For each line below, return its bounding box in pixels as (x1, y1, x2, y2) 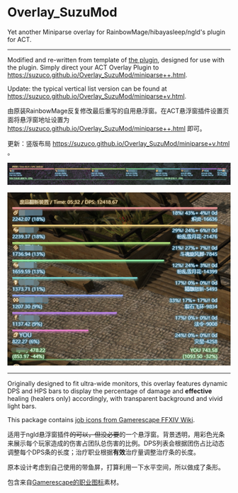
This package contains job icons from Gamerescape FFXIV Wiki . (7, 415, 195, 424)
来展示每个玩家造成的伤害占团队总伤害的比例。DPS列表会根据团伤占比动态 (7, 438, 225, 447)
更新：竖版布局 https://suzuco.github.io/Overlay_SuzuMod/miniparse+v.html (7, 139, 230, 147)
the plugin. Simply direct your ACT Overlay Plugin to (7, 63, 159, 72)
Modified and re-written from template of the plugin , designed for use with (7, 55, 225, 64)
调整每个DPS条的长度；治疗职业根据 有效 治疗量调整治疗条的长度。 (7, 448, 200, 456)
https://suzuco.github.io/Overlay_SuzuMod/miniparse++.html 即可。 (7, 124, 206, 132)
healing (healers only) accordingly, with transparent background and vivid (7, 394, 223, 402)
